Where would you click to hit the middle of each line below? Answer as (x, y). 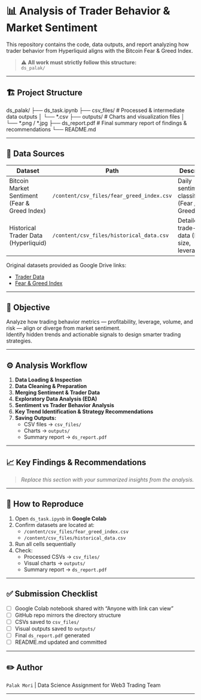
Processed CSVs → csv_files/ (62, 556)
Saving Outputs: (36, 418)
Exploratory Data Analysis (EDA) (56, 399)
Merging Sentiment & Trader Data (57, 393)
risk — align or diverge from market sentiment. (63, 328)
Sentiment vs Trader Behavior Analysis (65, 405)
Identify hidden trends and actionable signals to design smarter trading (94, 335)
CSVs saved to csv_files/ (47, 622)
